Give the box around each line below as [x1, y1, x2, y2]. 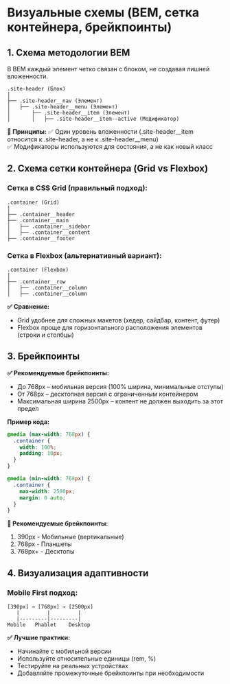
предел [16, 404, 39, 412]
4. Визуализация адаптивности [7, 567, 149, 579]
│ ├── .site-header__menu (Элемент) [7, 104, 118, 110]
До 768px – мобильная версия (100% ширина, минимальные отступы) [16, 382, 225, 390]
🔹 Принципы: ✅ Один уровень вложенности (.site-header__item [7, 128, 194, 135]
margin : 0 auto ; [19, 494, 67, 502]
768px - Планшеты [16, 540, 72, 548]
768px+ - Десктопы [16, 547, 75, 556]
